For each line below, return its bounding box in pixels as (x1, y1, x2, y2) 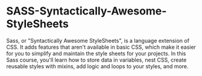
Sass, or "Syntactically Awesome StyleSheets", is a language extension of (6, 37, 190, 44)
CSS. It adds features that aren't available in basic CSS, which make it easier (6, 43, 196, 51)
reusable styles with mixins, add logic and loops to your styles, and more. (6, 62, 189, 70)
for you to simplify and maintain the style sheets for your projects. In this (6, 49, 186, 57)
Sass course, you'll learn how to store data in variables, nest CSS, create (6, 56, 187, 63)
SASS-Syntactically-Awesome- (6, 4, 167, 18)
